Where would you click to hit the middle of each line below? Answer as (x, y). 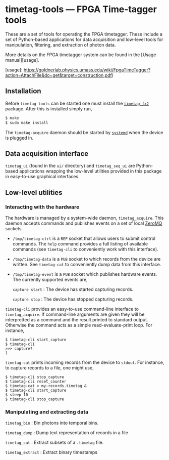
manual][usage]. (22, 60)
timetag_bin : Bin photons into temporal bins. (52, 423)
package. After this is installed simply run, (49, 109)
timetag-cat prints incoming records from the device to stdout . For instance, (85, 362)
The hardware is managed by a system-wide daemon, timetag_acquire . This (84, 218)
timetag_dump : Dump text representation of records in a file (67, 433)
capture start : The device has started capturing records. (73, 289)
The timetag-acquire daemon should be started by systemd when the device (84, 132)
